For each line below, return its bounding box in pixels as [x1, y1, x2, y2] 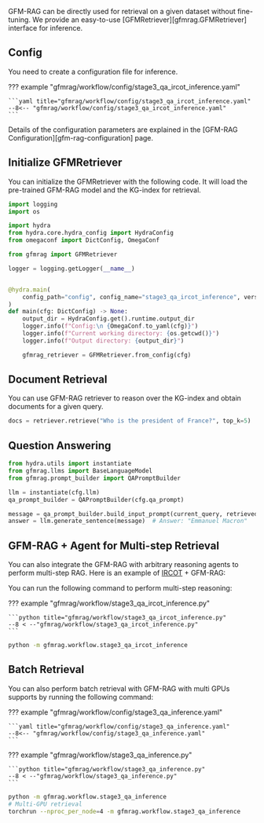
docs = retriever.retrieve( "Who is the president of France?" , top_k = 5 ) [8, 417, 251, 425]
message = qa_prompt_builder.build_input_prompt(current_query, [8, 510, 223, 518]
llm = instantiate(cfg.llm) [8, 488, 101, 496]
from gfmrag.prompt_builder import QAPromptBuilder [8, 474, 181, 482]
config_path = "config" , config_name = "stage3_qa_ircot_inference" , [22, 293, 241, 301]
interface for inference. [8, 24, 83, 32]
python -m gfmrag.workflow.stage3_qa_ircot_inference [8, 642, 189, 649]
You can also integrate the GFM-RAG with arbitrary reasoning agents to [8, 560, 239, 569]
